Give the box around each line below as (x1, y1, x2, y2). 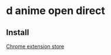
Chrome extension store (6, 43, 65, 50)
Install (6, 27, 29, 37)
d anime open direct (6, 4, 106, 18)
